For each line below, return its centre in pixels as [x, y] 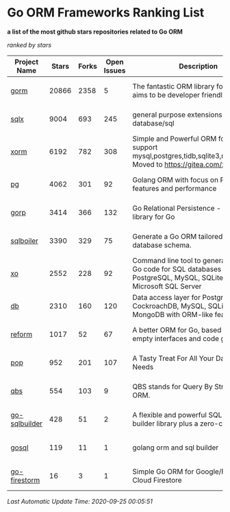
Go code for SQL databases [177, 269]
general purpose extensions [177, 115]
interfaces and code [187, 338]
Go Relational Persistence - [177, 208]
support [145, 147]
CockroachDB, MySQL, [169, 305]
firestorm [25, 480]
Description [198, 66]
